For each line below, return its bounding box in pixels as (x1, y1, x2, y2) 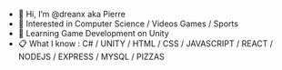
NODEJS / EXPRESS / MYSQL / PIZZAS (17, 51, 166, 62)
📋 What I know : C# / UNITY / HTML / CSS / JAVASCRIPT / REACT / (17, 38, 274, 49)
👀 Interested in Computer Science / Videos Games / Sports (17, 18, 239, 29)
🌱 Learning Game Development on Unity (17, 28, 170, 38)
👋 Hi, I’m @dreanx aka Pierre (17, 9, 126, 19)
